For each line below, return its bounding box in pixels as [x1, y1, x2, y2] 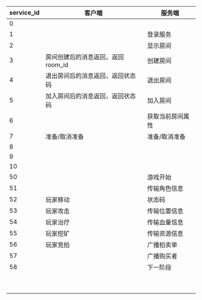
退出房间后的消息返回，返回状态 [45, 72, 136, 80]
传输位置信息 [147, 207, 184, 215]
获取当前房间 [147, 112, 184, 120]
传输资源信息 [147, 230, 184, 237]
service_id [9, 8, 40, 17]
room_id [45, 61, 69, 69]
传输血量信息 [147, 218, 184, 226]
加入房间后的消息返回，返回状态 [45, 92, 136, 100]
